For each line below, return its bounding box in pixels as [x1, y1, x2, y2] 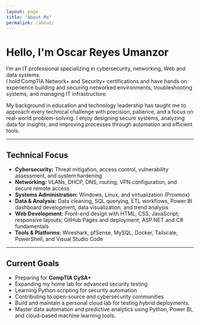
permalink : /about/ [6, 20, 55, 26]
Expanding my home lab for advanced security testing [14, 280, 148, 287]
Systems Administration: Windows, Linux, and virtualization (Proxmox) [14, 191, 190, 198]
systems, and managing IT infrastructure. [6, 90, 107, 98]
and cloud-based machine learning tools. [14, 312, 116, 319]
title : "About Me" [6, 14, 52, 20]
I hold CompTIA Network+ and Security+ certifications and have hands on [6, 78, 187, 85]
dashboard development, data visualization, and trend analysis [14, 204, 168, 211]
